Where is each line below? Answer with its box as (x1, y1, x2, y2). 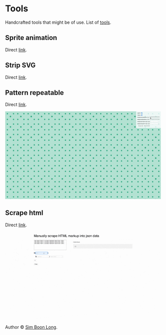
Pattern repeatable (5, 88, 64, 97)
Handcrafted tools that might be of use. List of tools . (5, 19, 112, 25)
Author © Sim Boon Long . (5, 324, 58, 330)
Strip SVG (5, 61, 36, 70)
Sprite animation (5, 34, 57, 42)
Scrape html (5, 209, 43, 217)
